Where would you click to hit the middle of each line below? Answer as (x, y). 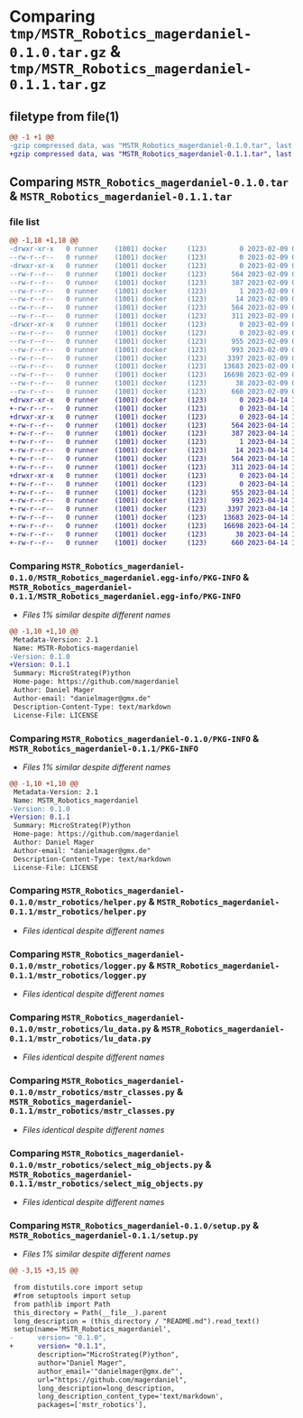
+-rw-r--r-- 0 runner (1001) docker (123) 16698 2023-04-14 (149, 526)
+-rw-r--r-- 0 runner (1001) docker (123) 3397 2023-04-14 (149, 509)
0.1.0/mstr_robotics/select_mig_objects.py (106, 1165)
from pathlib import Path (62, 1304)
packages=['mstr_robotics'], (92, 1405)
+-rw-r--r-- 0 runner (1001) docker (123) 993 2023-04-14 (149, 501)
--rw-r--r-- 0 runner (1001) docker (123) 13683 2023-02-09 (149, 366)
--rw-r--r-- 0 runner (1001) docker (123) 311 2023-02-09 (149, 316)
